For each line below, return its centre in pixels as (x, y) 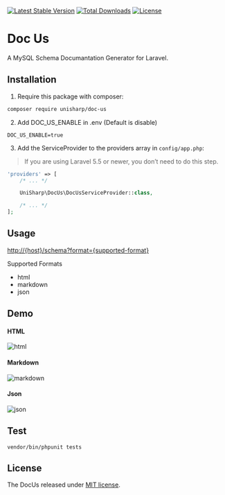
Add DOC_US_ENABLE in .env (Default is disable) (87, 122)
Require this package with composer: (70, 96)
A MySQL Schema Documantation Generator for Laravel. (88, 58)
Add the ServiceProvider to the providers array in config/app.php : (110, 148)
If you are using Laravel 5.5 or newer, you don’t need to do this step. (121, 161)
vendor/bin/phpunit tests (44, 447)
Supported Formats (35, 263)
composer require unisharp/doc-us (57, 109)
